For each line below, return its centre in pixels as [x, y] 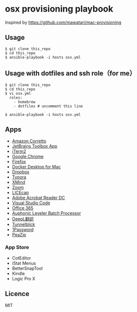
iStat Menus [24, 263]
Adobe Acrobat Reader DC [38, 198]
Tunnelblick [23, 225]
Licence [17, 294]
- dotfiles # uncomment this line [48, 106]
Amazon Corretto [29, 141]
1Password [23, 230]
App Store [17, 247]
